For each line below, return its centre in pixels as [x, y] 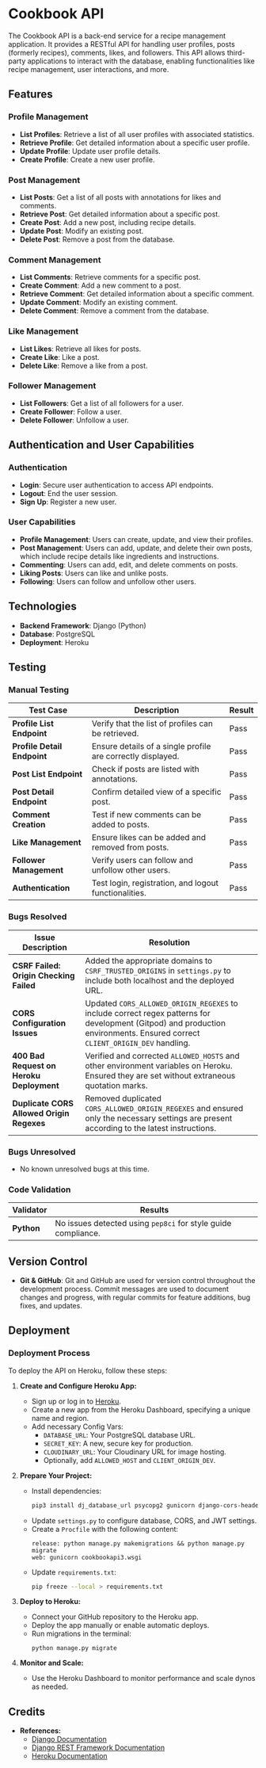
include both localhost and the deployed [160, 980]
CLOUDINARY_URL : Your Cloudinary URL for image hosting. [135, 1452]
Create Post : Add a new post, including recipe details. [108, 222]
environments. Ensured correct [142, 1033]
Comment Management [55, 260]
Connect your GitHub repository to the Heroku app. [115, 1617]
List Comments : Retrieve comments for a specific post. [110, 277]
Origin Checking [44, 976]
